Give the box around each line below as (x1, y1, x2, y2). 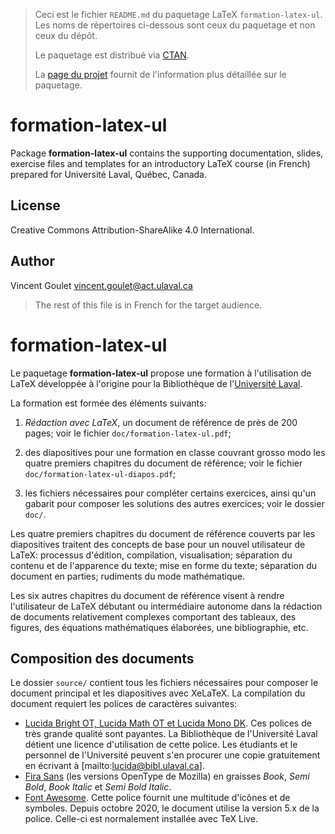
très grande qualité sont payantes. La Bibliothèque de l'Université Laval (24, 728, 318, 740)
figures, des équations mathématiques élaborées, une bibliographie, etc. (10, 621, 309, 633)
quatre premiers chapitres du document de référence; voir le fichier (24, 457, 303, 469)
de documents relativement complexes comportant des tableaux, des (10, 610, 297, 623)
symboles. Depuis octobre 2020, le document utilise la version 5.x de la (24, 802, 320, 814)
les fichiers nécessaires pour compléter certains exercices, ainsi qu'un (24, 487, 317, 499)
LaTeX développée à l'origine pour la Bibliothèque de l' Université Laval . (10, 377, 303, 389)
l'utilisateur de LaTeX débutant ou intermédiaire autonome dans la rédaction (10, 600, 323, 612)
